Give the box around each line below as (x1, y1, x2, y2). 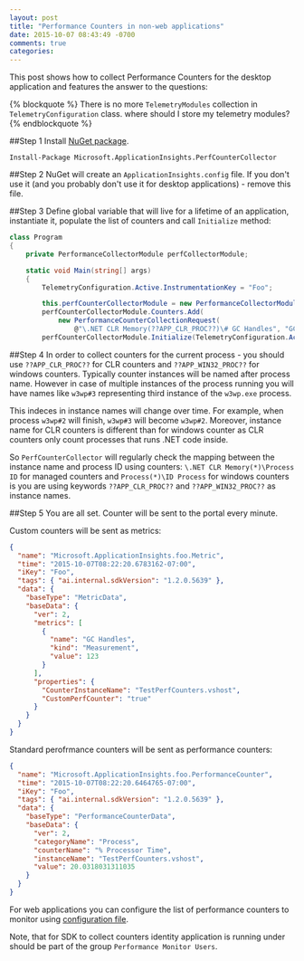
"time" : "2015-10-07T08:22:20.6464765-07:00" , (17, 778, 196, 787)
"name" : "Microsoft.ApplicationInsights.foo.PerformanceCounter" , (17, 770, 273, 779)
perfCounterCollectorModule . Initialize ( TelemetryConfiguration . (42, 332, 290, 342)
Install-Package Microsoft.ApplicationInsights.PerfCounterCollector (9, 153, 278, 163)
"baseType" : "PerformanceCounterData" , (25, 812, 176, 822)
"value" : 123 (49, 652, 100, 661)
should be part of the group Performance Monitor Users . (9, 940, 218, 951)
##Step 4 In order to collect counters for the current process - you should (9, 349, 285, 360)
